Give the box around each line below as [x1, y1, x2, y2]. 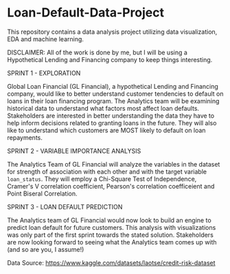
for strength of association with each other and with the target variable [7, 167, 207, 176]
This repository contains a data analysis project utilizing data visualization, [7, 28, 218, 36]
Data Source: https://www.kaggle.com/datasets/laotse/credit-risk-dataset [7, 258, 216, 266]
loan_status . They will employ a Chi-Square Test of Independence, [7, 174, 197, 183]
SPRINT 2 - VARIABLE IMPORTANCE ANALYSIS [7, 147, 141, 155]
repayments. [7, 133, 43, 142]
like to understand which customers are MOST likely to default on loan [7, 126, 206, 134]
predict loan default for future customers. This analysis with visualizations [7, 223, 216, 231]
